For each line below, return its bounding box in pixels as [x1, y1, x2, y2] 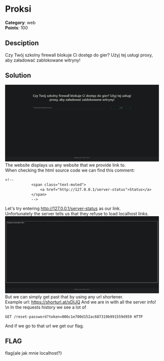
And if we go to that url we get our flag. [5, 323, 84, 329]
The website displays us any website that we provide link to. [5, 162, 126, 168]
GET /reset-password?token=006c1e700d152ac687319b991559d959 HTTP [5, 315, 143, 319]
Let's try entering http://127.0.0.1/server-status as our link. [5, 205, 121, 211]
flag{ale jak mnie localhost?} [5, 350, 62, 356]
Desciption [5, 39, 39, 47]
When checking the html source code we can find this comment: [5, 167, 135, 173]
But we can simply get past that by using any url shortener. [5, 294, 123, 300]
